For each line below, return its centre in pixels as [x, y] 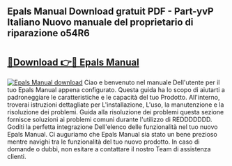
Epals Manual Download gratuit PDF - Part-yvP [110, 12]
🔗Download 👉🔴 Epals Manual [73, 62]
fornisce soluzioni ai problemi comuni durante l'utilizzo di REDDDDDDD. [110, 119]
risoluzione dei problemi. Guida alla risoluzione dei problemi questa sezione [116, 112]
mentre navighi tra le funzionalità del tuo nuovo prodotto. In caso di [103, 142]
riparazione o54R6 [49, 33]
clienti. [17, 157]
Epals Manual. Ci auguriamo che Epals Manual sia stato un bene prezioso [112, 134]
